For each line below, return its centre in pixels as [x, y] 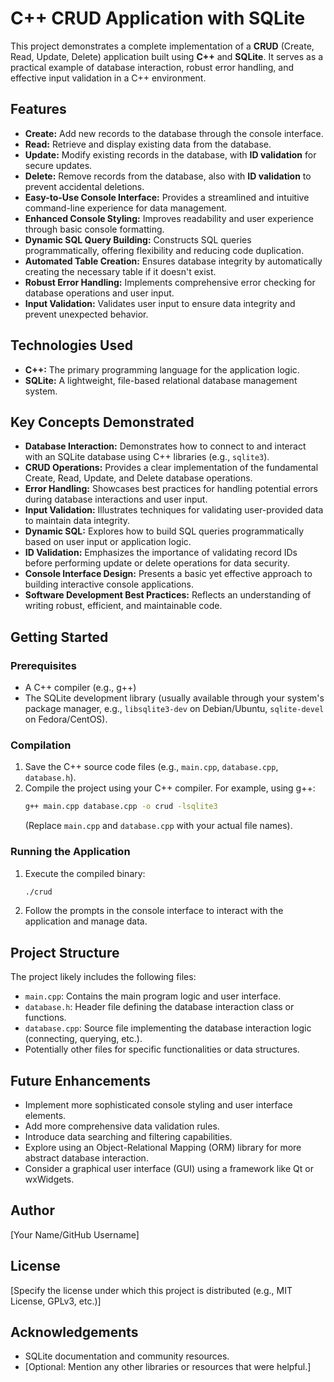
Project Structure [65, 952]
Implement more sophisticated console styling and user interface [158, 1105]
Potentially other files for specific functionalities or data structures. [162, 1049]
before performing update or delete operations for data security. [157, 563]
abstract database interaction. [86, 1158]
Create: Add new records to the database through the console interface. [174, 133]
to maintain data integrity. [77, 521]
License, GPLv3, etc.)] [56, 1301]
